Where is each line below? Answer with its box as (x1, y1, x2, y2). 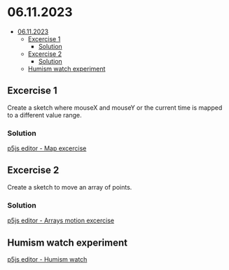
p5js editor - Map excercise (7, 144, 87, 152)
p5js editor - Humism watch (7, 255, 88, 263)
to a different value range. (7, 111, 82, 119)
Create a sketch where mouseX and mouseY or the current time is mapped (7, 103, 223, 112)
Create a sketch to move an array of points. (7, 183, 132, 191)
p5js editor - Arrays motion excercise (7, 216, 114, 225)
